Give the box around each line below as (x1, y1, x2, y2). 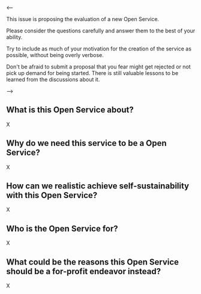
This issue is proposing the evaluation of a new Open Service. (6, 16, 160, 22)
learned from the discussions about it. (6, 76, 100, 83)
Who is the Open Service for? (6, 223, 118, 233)
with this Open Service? (6, 190, 98, 200)
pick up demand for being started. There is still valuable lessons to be (6, 70, 179, 76)
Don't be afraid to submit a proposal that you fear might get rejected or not (6, 63, 191, 70)
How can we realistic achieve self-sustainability (6, 181, 190, 191)
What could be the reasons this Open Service (6, 257, 179, 267)
